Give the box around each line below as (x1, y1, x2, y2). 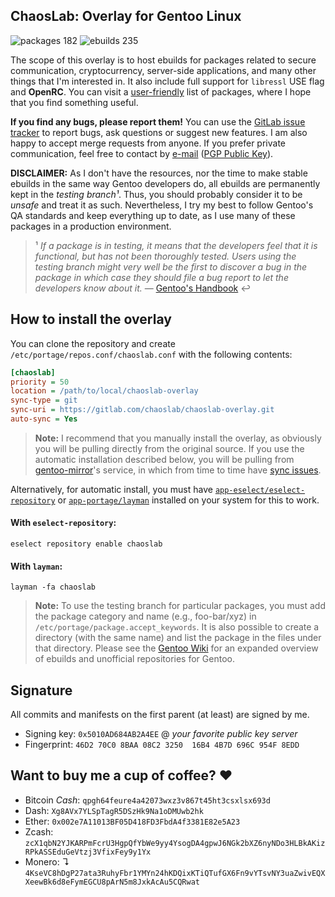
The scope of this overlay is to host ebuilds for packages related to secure (10, 54, 317, 66)
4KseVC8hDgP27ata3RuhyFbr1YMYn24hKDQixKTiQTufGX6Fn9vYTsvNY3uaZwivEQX (24, 868, 326, 878)
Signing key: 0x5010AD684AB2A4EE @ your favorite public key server (24, 728, 298, 740)
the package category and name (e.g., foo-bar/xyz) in (34, 610, 257, 623)
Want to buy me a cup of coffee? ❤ (10, 767, 233, 784)
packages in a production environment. (10, 220, 172, 232)
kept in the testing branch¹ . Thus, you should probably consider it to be (10, 188, 303, 200)
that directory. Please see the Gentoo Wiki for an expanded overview (34, 642, 319, 654)
